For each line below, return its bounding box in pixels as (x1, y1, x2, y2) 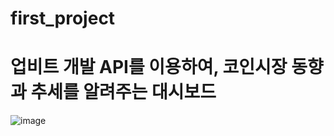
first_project (10, 7, 116, 30)
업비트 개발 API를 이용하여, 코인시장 (10, 56, 288, 79)
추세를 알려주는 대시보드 (30, 81, 217, 104)
